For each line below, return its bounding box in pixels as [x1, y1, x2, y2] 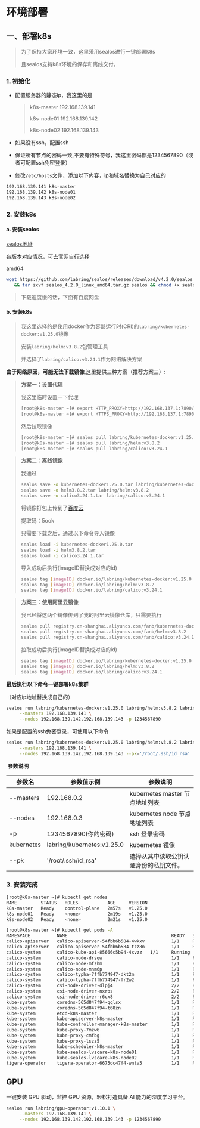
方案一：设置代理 [20, 381, 63, 388]
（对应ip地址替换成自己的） [6, 693, 73, 700]
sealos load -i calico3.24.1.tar [20, 552, 104, 558]
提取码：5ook [20, 517, 55, 524]
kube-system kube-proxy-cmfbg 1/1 [6, 1033, 180, 1039]
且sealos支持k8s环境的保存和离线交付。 [20, 61, 119, 67]
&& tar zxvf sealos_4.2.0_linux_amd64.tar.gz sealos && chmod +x [14, 282, 180, 288]
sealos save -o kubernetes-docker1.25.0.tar [20, 481, 133, 488]
